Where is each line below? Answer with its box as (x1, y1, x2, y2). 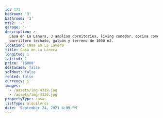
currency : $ (5, 79, 29, 83)
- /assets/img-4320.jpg (9, 92, 57, 97)
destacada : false (5, 66, 40, 70)
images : (5, 83, 21, 88)
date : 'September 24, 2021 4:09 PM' (5, 105, 79, 111)
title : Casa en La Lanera (5, 47, 57, 52)
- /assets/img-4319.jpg (9, 88, 57, 92)
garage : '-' (5, 25, 29, 30)
